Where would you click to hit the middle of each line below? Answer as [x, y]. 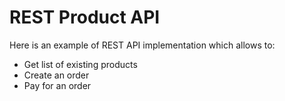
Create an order [56, 75]
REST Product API [85, 17]
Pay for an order [57, 85]
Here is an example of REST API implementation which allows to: [142, 45]
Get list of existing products [80, 64]
